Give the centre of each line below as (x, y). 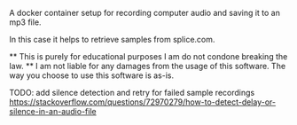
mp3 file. (25, 22)
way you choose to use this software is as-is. (92, 75)
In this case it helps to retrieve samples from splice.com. (112, 39)
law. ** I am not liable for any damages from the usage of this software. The (148, 66)
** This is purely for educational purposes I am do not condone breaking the (148, 56)
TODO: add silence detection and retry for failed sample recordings (132, 93)
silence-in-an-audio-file (53, 111)
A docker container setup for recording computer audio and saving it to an (145, 13)
